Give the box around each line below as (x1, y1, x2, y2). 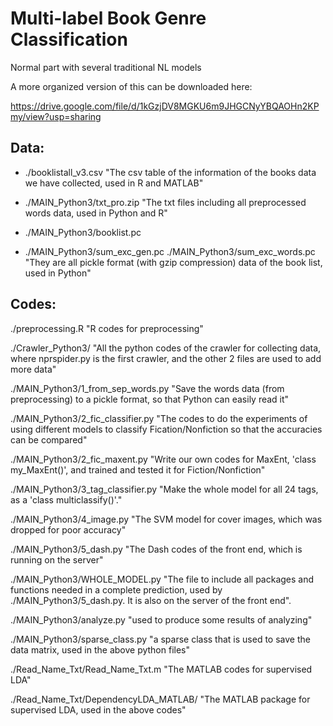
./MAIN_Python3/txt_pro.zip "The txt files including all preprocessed (24, 196, 307, 208)
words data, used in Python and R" (24, 207, 168, 219)
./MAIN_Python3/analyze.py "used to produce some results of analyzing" (10, 613, 313, 626)
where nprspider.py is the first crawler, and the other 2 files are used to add (10, 352, 322, 364)
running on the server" (10, 553, 104, 566)
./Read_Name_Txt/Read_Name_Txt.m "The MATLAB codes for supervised (10, 663, 313, 675)
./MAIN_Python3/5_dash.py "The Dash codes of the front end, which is (10, 543, 303, 555)
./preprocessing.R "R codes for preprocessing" (10, 322, 204, 334)
